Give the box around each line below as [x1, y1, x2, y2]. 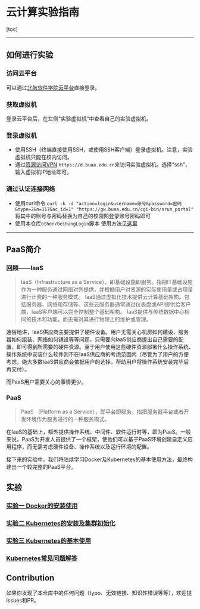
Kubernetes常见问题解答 [6, 554, 78, 562]
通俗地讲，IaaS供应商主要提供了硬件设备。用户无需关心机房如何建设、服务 [6, 329, 189, 336]
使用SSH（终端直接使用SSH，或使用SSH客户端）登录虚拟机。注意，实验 [14, 146, 193, 153]
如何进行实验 [6, 50, 54, 60]
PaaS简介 [6, 244, 42, 254]
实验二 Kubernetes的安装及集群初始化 [6, 519, 116, 527]
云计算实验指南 [6, 5, 80, 19]
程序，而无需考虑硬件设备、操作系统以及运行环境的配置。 [11, 443, 152, 450]
